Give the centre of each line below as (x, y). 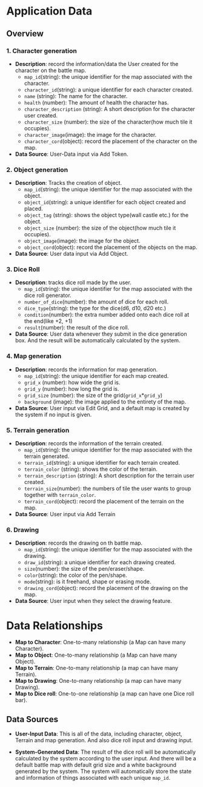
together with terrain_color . (60, 495)
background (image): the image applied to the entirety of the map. (105, 402)
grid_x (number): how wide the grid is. (72, 382)
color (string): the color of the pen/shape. (75, 575)
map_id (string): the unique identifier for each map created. (96, 376)
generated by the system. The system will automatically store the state (103, 771)
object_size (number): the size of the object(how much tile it (100, 228)
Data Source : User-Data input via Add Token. (72, 154)
